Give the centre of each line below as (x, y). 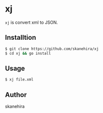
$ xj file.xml (19, 80)
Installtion (21, 38)
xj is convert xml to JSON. (32, 22)
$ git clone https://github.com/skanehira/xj (52, 49)
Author (16, 95)
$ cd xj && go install (28, 53)
